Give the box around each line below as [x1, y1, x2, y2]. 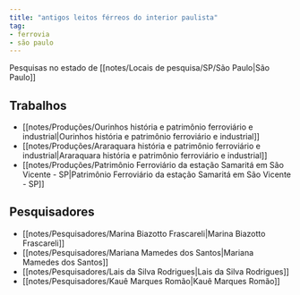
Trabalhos [9, 97, 67, 113]
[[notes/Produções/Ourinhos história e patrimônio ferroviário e [21, 122, 253, 132]
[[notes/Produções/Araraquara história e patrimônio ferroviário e [21, 140, 261, 152]
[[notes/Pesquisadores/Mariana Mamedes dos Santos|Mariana [21, 247, 254, 257]
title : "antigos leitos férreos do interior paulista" [9, 13, 219, 22]
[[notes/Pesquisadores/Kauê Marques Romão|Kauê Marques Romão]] [21, 275, 280, 286]
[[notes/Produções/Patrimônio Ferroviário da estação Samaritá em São [21, 160, 285, 171]
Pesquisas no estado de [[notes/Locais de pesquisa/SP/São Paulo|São [9, 63, 270, 73]
